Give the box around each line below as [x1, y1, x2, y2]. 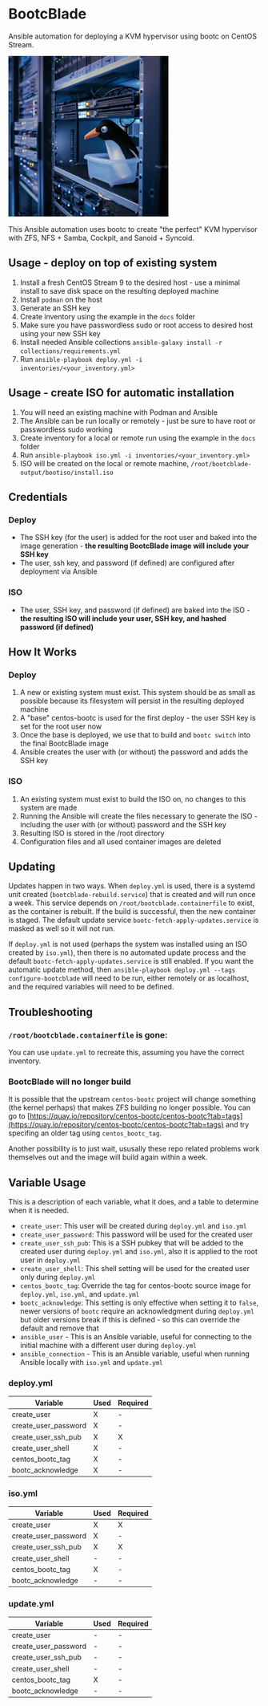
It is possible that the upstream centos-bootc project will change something [8, 1095, 256, 1104]
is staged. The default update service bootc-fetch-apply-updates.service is [8, 916, 259, 925]
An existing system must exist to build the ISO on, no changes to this [19, 794, 246, 803]
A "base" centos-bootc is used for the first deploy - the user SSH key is [19, 713, 256, 723]
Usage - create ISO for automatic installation [8, 386, 234, 400]
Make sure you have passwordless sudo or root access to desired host [19, 320, 254, 330]
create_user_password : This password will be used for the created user [19, 1229, 254, 1240]
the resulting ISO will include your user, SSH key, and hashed [19, 613, 226, 623]
